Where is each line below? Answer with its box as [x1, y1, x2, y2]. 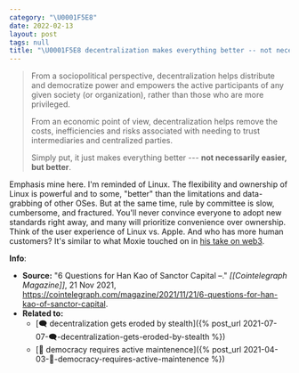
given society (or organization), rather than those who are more [30, 90, 264, 101]
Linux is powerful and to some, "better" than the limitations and [9, 189, 241, 199]
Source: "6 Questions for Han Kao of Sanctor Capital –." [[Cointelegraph [21, 271, 287, 281]
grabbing [9, 198, 43, 209]
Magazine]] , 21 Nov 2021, [21, 280, 117, 290]
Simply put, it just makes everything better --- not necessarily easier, [30, 152, 287, 163]
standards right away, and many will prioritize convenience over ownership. [9, 217, 287, 228]
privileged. [30, 99, 71, 109]
